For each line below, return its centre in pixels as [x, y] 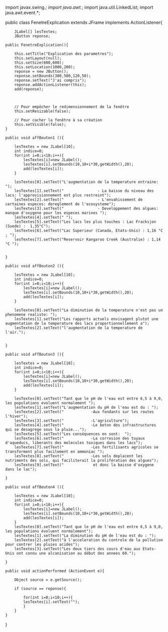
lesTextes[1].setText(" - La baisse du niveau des [84, 191]
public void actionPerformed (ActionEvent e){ [55, 571]
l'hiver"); [17, 416]
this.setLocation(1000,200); [45, 67]
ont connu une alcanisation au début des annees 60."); [76, 553]
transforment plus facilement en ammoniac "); [55, 452]
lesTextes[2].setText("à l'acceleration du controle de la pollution [89, 540]
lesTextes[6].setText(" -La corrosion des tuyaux [79, 439]
